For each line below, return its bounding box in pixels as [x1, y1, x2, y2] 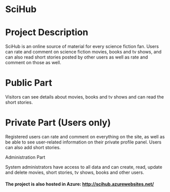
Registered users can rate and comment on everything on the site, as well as [5, 134, 165, 139]
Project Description [5, 27, 89, 38]
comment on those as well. [5, 60, 62, 66]
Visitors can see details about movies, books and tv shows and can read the [5, 94, 164, 100]
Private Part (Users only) [5, 117, 111, 128]
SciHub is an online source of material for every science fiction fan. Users [5, 43, 159, 50]
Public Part [5, 77, 52, 89]
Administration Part [5, 154, 46, 160]
